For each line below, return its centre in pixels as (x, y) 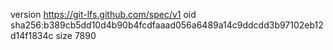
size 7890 (76, 35)
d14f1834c (32, 35)
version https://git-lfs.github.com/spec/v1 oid (103, 14)
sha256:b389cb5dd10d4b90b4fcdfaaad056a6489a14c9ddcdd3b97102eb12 (167, 25)
